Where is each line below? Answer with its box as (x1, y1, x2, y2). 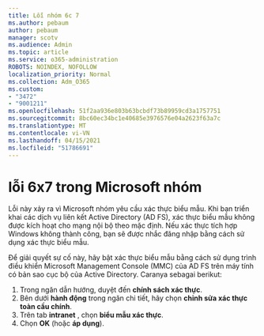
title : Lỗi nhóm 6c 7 (8, 11, 80, 20)
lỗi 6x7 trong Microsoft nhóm (8, 178, 202, 196)
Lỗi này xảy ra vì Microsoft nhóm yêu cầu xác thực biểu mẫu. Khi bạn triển (8, 204, 250, 213)
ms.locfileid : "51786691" (8, 144, 93, 152)
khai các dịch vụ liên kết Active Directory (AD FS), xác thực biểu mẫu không (8, 213, 255, 222)
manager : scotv (8, 33, 58, 42)
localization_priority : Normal (8, 70, 111, 78)
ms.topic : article (8, 48, 69, 56)
